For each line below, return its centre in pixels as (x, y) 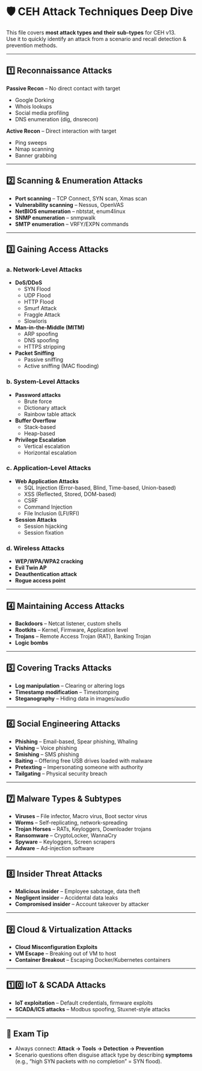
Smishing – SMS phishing (47, 754)
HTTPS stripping (44, 347)
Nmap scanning (35, 149)
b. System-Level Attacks (43, 382)
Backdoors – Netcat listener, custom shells (68, 623)
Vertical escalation (47, 446)
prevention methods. (32, 45)
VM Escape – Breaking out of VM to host (66, 953)
